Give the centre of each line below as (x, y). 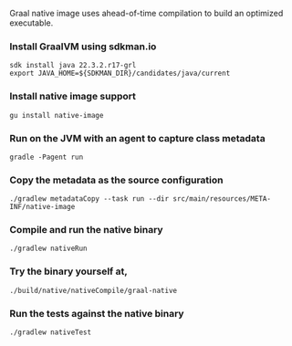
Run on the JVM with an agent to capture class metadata (138, 138)
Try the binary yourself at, (68, 271)
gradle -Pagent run (47, 157)
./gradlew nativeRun (49, 249)
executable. (31, 23)
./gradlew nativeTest (51, 332)
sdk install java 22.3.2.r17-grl (73, 66)
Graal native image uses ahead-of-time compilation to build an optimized (146, 13)
